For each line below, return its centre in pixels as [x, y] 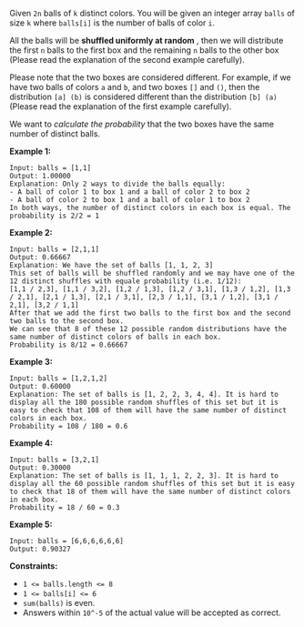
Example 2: [31, 233]
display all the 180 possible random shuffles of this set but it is [144, 402]
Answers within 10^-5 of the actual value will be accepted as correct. [152, 612]
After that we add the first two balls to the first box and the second [150, 313]
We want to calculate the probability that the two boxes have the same [142, 124]
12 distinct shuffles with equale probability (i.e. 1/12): [126, 281]
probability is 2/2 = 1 [55, 216]
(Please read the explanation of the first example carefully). [121, 106]
